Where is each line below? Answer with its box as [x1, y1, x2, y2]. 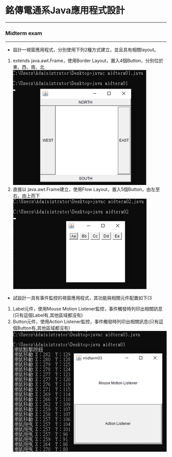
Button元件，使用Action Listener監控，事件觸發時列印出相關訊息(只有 [12, 319, 159, 325]
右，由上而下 [12, 193, 40, 199]
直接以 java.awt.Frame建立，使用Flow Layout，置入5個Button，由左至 [12, 186, 160, 193]
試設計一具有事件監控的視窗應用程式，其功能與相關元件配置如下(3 [12, 295, 152, 301]
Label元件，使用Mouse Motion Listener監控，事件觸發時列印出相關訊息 [12, 306, 163, 312]
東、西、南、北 [12, 64, 45, 70]
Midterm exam [5, 29, 42, 36]
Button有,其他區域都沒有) [17, 325, 71, 331]
